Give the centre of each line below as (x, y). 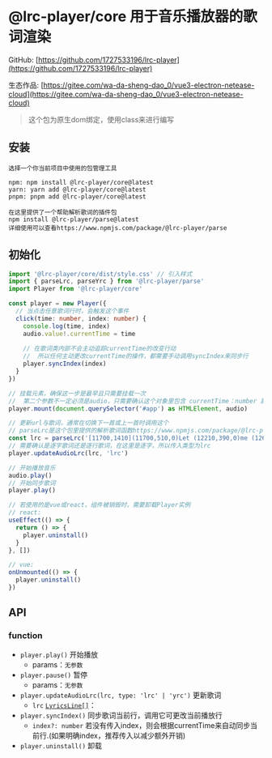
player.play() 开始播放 (59, 654)
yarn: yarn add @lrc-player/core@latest (78, 189)
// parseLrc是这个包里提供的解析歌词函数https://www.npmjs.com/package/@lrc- (134, 431)
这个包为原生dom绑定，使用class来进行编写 (101, 119)
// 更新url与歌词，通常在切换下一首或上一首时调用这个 (89, 423)
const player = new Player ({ (57, 304)
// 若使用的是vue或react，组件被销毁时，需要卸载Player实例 (100, 505)
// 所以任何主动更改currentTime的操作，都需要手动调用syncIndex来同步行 (136, 356)
